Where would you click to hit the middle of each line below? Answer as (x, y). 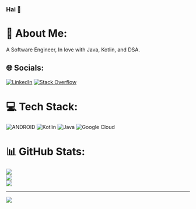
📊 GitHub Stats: (46, 151)
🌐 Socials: (25, 68)
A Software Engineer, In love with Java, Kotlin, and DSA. (73, 50)
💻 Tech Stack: (42, 107)
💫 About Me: (37, 34)
